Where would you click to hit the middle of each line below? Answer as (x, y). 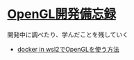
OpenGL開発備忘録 (62, 14)
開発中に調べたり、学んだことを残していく (68, 34)
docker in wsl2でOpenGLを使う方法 (68, 49)
